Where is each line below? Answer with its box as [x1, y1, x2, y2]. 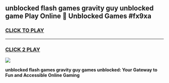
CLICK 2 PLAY [5, 46, 40, 53]
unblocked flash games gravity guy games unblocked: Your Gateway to [5, 66, 157, 72]
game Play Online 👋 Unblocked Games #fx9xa [5, 12, 152, 21]
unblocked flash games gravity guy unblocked [5, 4, 154, 13]
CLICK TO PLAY [5, 27, 44, 34]
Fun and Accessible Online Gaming [5, 72, 80, 78]
